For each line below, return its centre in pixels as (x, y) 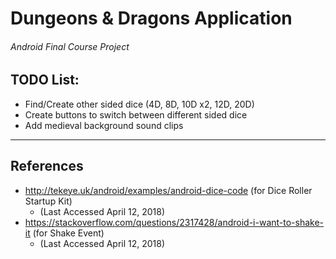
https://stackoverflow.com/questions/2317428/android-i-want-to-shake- (174, 222)
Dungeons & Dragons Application (151, 18)
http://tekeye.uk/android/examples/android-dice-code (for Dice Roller (168, 190)
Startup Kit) (48, 201)
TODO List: (45, 80)
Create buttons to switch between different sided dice (136, 114)
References (47, 166)
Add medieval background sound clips (104, 125)
